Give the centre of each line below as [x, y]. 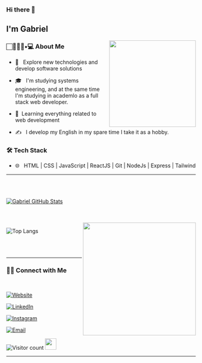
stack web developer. [41, 102]
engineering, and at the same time [57, 89]
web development [37, 120]
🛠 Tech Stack [27, 150]
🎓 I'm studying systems [47, 80]
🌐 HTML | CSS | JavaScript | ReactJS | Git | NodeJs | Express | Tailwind [105, 166]
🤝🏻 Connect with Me [37, 270]
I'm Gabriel [27, 29]
